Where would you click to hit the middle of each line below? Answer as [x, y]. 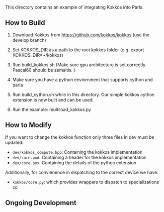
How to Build [25, 23]
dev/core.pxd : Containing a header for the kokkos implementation [79, 157]
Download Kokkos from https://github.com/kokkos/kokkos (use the [81, 35]
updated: [14, 142]
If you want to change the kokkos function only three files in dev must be [80, 137]
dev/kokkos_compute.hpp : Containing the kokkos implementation [77, 152]
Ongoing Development [41, 203]
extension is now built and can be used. [53, 100]
